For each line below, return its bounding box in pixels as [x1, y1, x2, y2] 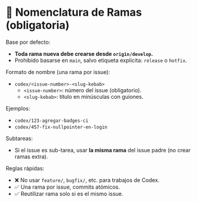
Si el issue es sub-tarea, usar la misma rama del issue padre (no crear [14, 146, 191, 153]
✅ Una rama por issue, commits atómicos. [14, 183, 120, 190]
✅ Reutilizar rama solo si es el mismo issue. [14, 190, 124, 197]
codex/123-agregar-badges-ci [14, 118, 89, 124]
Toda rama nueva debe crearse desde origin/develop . [14, 50, 153, 57]
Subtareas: [5, 135, 33, 142]
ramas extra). [14, 153, 48, 160]
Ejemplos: [5, 104, 31, 112]
